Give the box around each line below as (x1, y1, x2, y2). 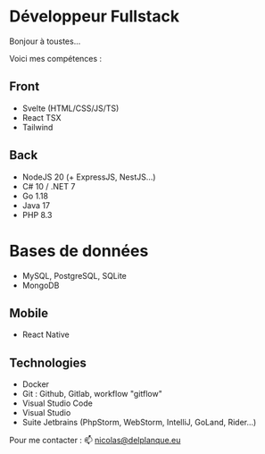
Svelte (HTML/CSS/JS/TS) (21, 103, 120, 113)
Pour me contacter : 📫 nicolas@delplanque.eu (9, 435, 181, 446)
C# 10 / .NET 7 (21, 181, 76, 191)
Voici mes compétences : (9, 53, 103, 63)
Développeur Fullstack (9, 6, 180, 27)
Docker (21, 379, 50, 390)
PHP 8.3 (21, 209, 53, 220)
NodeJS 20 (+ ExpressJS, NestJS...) (21, 172, 156, 182)
